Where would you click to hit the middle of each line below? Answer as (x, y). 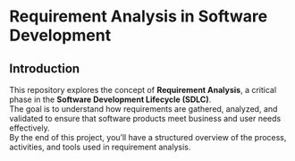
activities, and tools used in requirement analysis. (100, 147)
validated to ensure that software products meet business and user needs (145, 119)
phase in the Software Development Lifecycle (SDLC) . (110, 99)
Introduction (45, 68)
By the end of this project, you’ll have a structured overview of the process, (148, 137)
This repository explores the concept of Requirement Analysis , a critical (143, 90)
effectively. (30, 128)
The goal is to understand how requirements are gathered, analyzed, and (143, 109)
